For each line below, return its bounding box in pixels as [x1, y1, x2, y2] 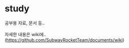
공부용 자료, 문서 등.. [5, 20, 45, 26]
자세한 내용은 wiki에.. [5, 31, 47, 37]
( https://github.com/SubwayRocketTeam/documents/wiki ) [5, 37, 124, 43]
